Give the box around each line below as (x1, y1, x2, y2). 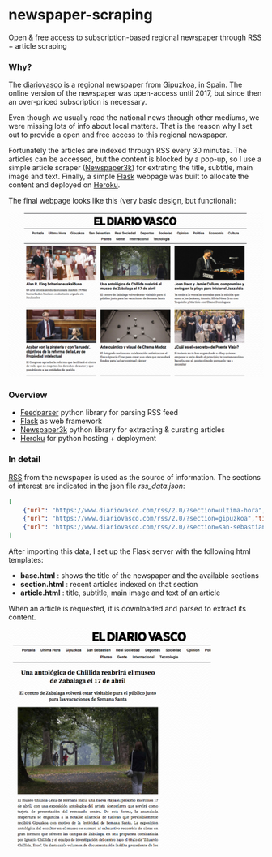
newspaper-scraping (8, 6, 153, 24)
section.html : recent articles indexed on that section (19, 580, 198, 589)
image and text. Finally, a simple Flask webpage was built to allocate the (8, 172, 249, 182)
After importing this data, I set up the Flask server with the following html (8, 546, 251, 556)
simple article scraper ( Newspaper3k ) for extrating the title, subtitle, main (8, 163, 253, 173)
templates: (8, 555, 44, 565)
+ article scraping (8, 41, 67, 50)
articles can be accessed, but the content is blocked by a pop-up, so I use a (8, 154, 261, 164)
